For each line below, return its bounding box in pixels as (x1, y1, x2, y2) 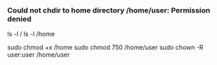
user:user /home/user (7, 50, 70, 59)
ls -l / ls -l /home (7, 30, 55, 38)
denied (7, 14, 31, 24)
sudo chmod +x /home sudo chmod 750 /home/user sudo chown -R (7, 44, 204, 52)
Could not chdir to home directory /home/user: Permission (7, 6, 211, 15)
